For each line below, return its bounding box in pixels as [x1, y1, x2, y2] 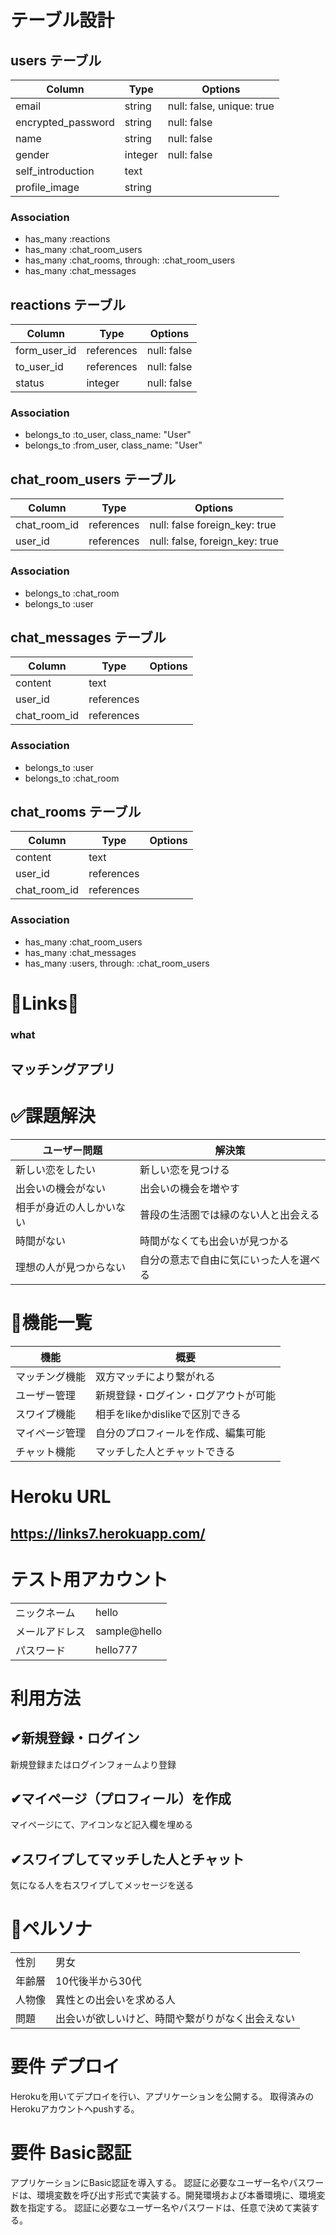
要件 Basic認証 [10, 2142, 132, 2165]
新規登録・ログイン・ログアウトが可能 [95, 1389, 277, 1403]
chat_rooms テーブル [10, 804, 142, 821]
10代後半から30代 [55, 1974, 142, 1988]
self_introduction [15, 164, 95, 178]
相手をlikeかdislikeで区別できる [95, 1407, 242, 1421]
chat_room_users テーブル [10, 471, 177, 488]
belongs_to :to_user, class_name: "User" [24, 429, 192, 441]
